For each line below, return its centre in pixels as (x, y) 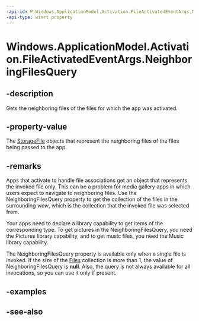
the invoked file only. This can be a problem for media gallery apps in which (98, 187)
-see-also (25, 312)
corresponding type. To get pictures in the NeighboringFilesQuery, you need (99, 230)
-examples (26, 292)
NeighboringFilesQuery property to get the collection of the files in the (92, 199)
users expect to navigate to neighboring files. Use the (72, 193)
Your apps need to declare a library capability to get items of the (85, 224)
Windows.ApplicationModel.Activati (98, 47)
